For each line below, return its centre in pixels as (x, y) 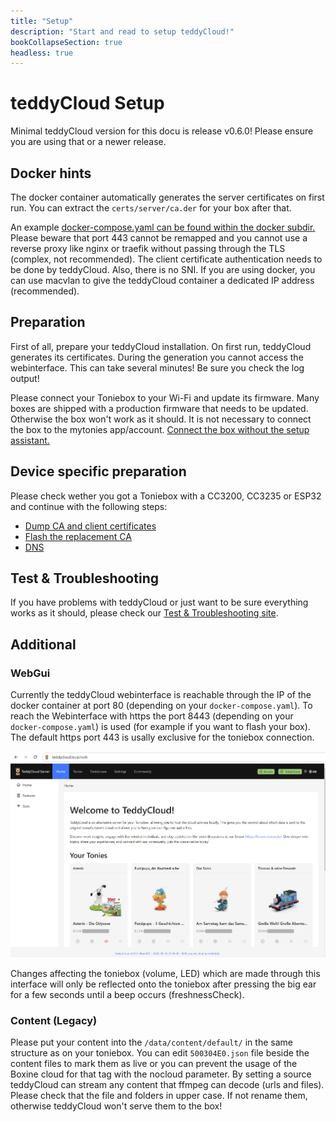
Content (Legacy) (54, 1020)
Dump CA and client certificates (90, 526)
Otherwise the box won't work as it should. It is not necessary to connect (161, 419)
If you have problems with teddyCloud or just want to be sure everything (159, 602)
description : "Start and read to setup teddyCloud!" (122, 31)
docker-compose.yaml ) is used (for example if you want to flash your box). (160, 727)
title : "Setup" (42, 21)
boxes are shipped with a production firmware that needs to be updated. (159, 408)
